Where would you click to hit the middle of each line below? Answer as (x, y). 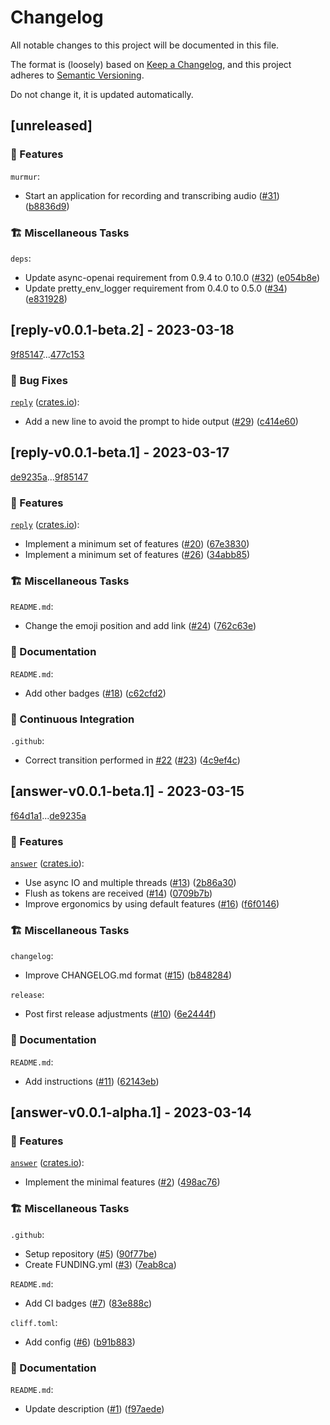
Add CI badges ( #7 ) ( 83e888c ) (88, 1303)
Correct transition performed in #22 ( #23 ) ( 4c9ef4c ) (132, 760)
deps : (21, 258)
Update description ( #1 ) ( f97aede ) (94, 1409)
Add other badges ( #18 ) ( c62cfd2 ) (95, 693)
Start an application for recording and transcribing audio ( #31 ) (152, 195)
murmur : (25, 176)
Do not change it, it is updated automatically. (102, 94)
